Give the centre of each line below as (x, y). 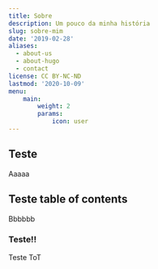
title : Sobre (30, 16)
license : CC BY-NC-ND (45, 76)
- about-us (34, 53)
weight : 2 (54, 106)
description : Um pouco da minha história (79, 23)
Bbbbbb (22, 219)
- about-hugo (38, 62)
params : (50, 114)
